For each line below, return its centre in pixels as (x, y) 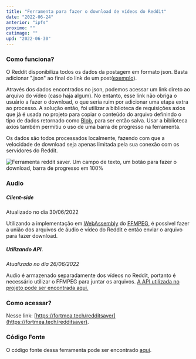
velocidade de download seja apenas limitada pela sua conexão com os (93, 145)
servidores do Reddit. (32, 151)
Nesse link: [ (21, 316)
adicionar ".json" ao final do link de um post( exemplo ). (72, 78)
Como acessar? (29, 303)
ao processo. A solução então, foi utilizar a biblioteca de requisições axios (96, 108)
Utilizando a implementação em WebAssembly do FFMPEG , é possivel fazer (98, 224)
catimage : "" (22, 33)
